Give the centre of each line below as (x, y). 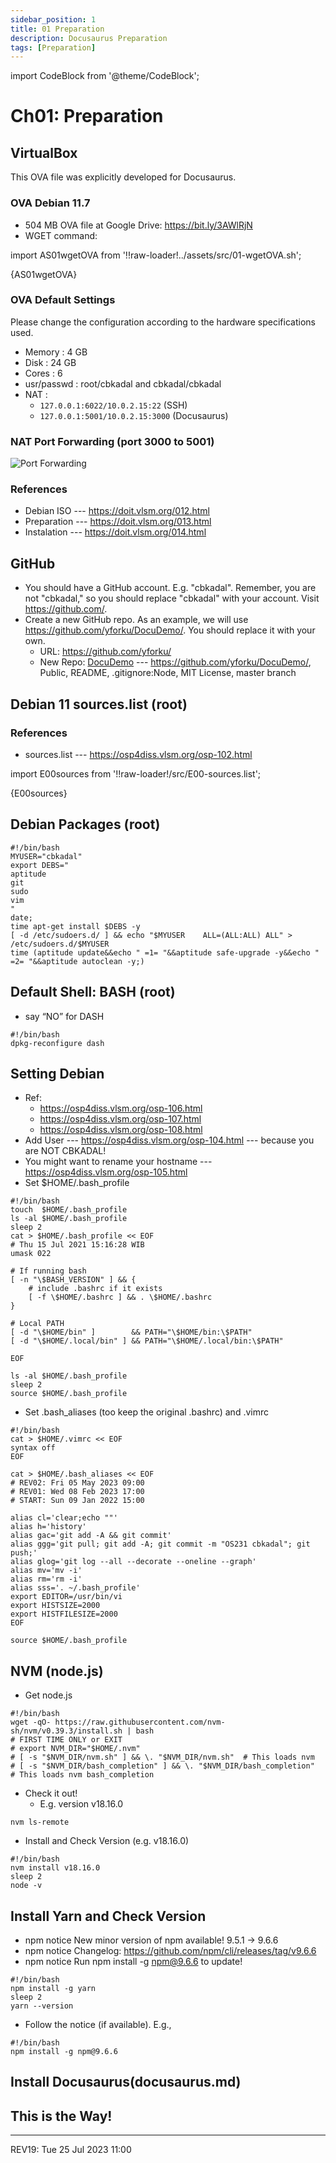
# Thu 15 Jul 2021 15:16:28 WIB (77, 1245)
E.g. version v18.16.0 (81, 1804)
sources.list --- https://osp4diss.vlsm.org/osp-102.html (138, 754)
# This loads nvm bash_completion (82, 1775)
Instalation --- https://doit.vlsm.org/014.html (115, 532)
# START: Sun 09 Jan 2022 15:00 (77, 1501)
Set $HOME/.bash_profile (77, 1183)
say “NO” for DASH (64, 1016)
